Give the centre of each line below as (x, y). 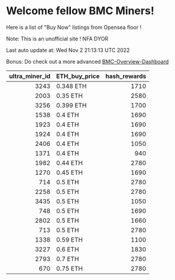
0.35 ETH (69, 96)
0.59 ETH (69, 239)
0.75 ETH (69, 268)
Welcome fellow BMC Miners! (80, 11)
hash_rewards (126, 76)
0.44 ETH (69, 162)
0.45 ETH (69, 172)
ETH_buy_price (78, 76)
